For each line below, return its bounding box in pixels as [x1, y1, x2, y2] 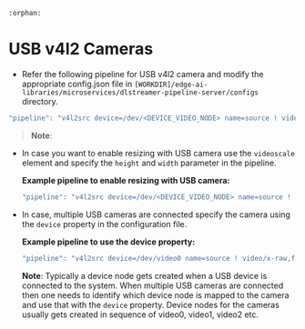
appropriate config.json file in [21, 78, 133, 89]
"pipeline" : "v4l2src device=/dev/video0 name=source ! [21, 254, 239, 263]
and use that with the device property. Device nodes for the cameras [21, 299, 280, 310]
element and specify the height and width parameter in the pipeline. [21, 157, 277, 168]
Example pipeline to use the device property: [21, 236, 196, 247]
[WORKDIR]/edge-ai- [134, 80, 208, 89]
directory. [21, 95, 58, 106]
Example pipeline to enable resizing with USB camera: [21, 174, 230, 185]
